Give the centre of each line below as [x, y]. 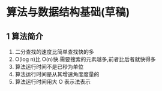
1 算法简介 [25, 36]
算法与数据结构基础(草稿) [68, 12]
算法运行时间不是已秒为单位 [49, 67]
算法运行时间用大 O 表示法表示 [53, 82]
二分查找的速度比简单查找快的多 [54, 52]
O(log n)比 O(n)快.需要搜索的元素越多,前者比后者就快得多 [85, 59]
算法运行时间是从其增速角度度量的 [57, 74]
